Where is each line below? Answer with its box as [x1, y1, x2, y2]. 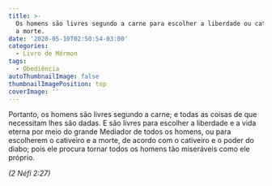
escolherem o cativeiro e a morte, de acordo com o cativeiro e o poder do [8, 136, 255, 145]
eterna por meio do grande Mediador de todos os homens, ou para [8, 127, 232, 136]
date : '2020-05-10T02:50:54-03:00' [8, 34, 129, 43]
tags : [8, 58, 27, 66]
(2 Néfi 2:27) [8, 168, 51, 179]
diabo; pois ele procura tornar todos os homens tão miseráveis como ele [8, 144, 251, 154]
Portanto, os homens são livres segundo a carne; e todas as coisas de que [8, 110, 257, 119]
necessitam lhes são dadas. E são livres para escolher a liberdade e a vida [8, 119, 257, 128]
